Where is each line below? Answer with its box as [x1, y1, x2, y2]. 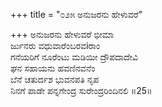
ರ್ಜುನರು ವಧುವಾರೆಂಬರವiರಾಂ [10, 40, 101, 51]
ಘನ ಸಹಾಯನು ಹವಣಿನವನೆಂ [10, 62, 96, 74]
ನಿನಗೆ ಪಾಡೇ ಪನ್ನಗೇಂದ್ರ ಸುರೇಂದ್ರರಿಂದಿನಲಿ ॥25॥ [10, 85, 153, 96]
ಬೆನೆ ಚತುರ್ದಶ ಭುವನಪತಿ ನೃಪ [10, 74, 100, 85]
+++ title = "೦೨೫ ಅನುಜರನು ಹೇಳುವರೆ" [10, 9, 143, 20]
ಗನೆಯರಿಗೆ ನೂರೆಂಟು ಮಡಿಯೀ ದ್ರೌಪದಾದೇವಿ [10, 51, 138, 63]
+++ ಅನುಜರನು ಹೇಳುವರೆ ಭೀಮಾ [10, 29, 115, 40]
